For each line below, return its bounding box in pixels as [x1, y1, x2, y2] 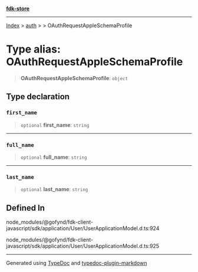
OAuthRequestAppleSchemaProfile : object [20, 74, 128, 81]
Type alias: [6, 42, 61, 56]
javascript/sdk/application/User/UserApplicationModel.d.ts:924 [6, 225, 160, 232]
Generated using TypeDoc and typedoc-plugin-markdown [6, 260, 147, 267]
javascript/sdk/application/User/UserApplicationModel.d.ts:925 [6, 242, 160, 250]
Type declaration [6, 91, 70, 102]
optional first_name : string [20, 121, 90, 129]
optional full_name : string [20, 153, 87, 160]
